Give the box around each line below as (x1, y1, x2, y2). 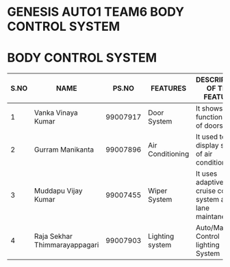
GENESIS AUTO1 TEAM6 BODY (7, 4, 185, 20)
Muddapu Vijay (34, 186, 83, 196)
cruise (195, 186, 216, 196)
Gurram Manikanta (34, 145, 94, 154)
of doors (195, 121, 224, 130)
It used (195, 132, 218, 141)
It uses (195, 169, 218, 178)
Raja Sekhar (34, 231, 73, 241)
